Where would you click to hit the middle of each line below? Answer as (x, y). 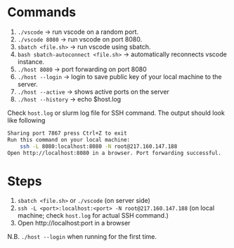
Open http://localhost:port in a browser (74, 223)
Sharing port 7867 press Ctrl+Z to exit (67, 133)
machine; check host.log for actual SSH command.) (93, 216)
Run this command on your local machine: (69, 139)
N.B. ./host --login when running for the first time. (82, 237)
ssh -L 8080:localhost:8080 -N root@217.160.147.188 (99, 146)
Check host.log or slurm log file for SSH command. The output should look (116, 113)
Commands (42, 12)
